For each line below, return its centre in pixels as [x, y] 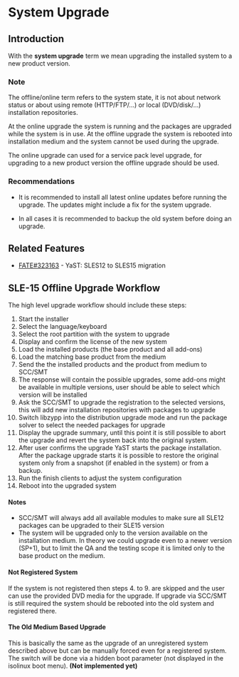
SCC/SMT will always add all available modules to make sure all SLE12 [121, 518]
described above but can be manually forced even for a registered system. [117, 651]
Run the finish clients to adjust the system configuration [100, 478]
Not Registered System [43, 572]
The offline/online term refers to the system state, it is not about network [115, 98]
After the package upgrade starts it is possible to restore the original [118, 455]
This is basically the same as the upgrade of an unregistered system [108, 643]
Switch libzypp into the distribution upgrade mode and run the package [123, 417]
